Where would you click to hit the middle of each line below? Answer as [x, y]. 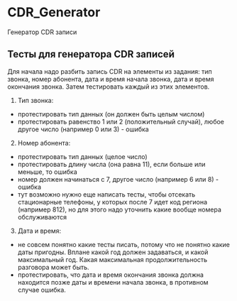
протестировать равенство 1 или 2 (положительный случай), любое [121, 121]
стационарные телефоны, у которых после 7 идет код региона [112, 202]
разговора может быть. [54, 267]
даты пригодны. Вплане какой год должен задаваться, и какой [113, 252]
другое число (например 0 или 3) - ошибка [83, 129]
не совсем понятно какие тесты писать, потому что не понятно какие [124, 244]
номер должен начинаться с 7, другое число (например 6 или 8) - [118, 179]
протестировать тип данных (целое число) [82, 156]
